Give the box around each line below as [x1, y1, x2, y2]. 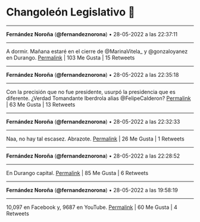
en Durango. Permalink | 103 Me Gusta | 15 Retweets [6, 54, 135, 61]
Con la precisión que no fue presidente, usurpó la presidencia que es [6, 88, 176, 95]
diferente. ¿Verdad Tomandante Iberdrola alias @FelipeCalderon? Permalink [6, 95, 191, 102]
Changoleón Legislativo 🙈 [6, 5, 135, 19]
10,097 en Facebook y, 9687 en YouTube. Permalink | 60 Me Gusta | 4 [6, 204, 177, 211]
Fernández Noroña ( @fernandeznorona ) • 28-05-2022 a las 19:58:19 [6, 186, 179, 193]
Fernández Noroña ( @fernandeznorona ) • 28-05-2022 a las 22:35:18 [6, 71, 179, 78]
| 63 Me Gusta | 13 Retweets [6, 101, 76, 108]
